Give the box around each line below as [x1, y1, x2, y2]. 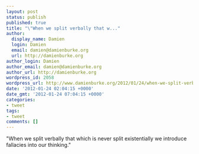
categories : [6, 97, 36, 102]
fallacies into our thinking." [6, 142, 71, 149]
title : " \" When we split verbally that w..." [6, 25, 120, 31]
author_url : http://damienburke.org [6, 69, 97, 75]
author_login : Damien [6, 58, 60, 64]
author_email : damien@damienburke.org [6, 63, 102, 70]
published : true [6, 20, 46, 25]
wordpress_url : [6, 81, 44, 86]
